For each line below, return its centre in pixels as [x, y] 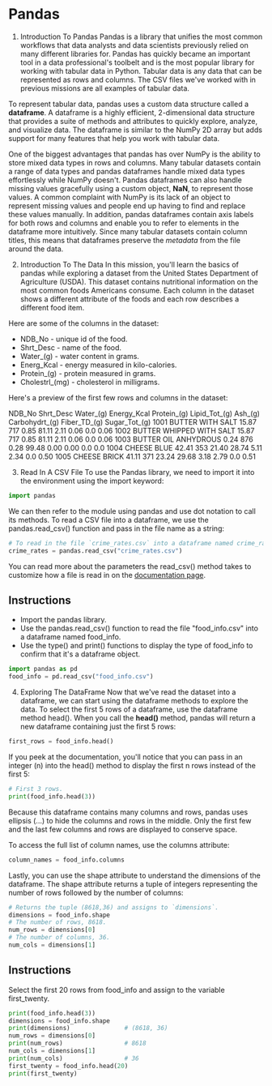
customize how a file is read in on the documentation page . [107, 575]
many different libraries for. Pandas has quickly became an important [135, 53]
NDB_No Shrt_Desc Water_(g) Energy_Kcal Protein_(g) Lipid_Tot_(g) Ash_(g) [134, 413]
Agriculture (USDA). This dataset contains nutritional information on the [139, 281]
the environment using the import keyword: [92, 481]
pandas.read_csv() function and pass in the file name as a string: [117, 528]
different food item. [52, 307]
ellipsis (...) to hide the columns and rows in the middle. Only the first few [130, 820]
